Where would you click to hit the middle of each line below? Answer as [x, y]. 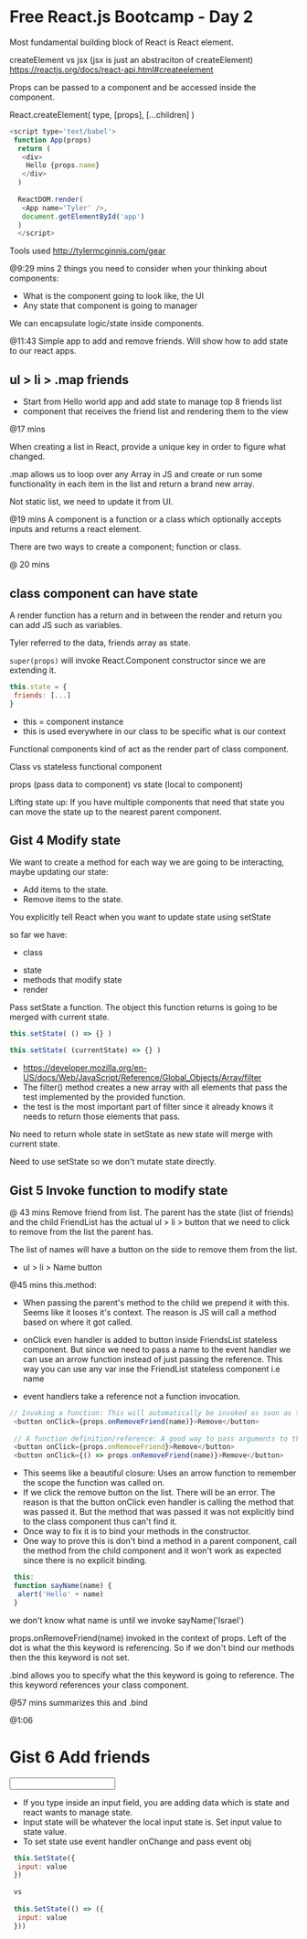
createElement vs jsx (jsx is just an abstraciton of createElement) [132, 59]
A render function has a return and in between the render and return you [146, 615]
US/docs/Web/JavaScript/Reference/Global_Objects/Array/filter [142, 1078]
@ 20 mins [30, 565]
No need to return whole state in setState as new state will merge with [141, 1135]
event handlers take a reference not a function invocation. [132, 1396]
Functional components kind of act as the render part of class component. [149, 749]
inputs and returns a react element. [75, 529]
